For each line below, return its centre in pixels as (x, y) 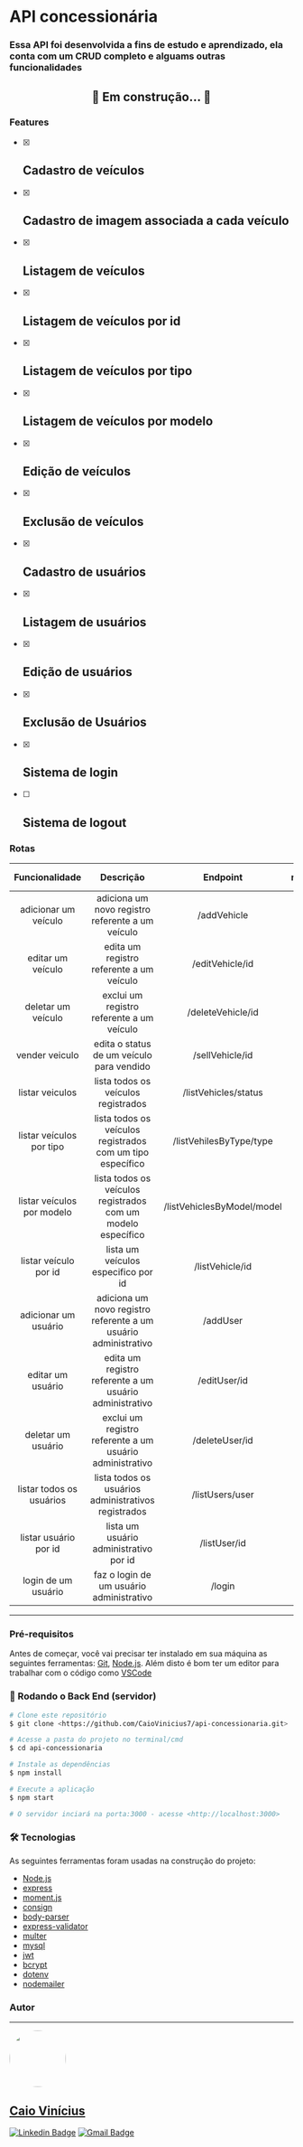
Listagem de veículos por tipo (107, 371)
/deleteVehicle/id (223, 1012)
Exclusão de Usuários (84, 722)
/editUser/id (223, 1381)
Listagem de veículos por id (101, 321)
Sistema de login (70, 772)
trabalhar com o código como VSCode (81, 1673)
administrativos (122, 1500)
